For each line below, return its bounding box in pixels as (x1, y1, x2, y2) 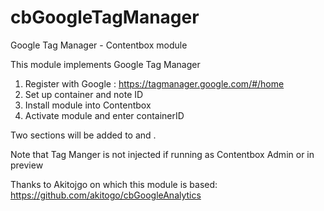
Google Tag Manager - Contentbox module (10, 39, 188, 51)
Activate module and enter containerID (24, 109, 185, 121)
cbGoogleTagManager (10, 6, 200, 29)
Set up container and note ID (24, 88, 144, 100)
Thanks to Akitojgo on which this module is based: (10, 178, 218, 190)
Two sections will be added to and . (10, 129, 157, 141)
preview (10, 159, 44, 171)
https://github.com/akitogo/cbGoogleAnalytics (10, 189, 202, 201)
